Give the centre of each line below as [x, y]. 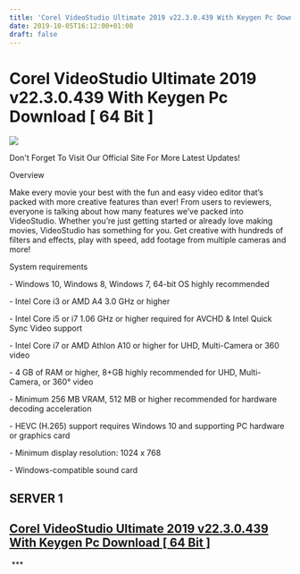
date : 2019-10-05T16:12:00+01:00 [71, 26]
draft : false [33, 34]
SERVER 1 [37, 498]
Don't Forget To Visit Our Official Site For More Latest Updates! [125, 158]
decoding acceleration [50, 409]
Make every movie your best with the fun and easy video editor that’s [136, 192]
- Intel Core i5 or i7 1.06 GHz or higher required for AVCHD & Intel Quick [141, 319]
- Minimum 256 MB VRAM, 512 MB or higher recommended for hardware [143, 400]
